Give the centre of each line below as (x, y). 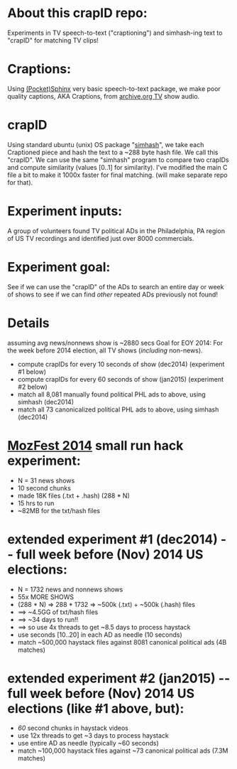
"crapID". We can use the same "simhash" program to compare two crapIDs (118, 160)
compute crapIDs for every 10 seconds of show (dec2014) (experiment (121, 364)
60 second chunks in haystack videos (73, 728)
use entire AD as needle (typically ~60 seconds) (88, 743)
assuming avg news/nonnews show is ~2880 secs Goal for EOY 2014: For (115, 343)
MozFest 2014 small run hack (95, 445)
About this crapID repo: (77, 13)
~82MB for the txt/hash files (59, 510)
